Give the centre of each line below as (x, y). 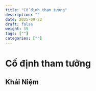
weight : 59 (17, 29)
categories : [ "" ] (24, 39)
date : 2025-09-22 (24, 19)
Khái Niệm (22, 82)
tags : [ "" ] (17, 34)
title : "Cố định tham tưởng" (36, 10)
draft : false (19, 24)
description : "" (22, 15)
